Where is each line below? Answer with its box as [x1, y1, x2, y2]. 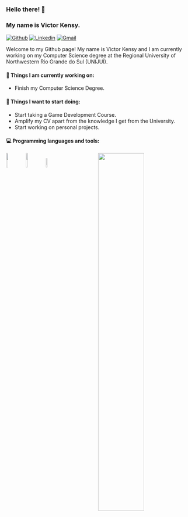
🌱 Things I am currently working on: [6, 72, 95, 79]
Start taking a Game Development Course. [14, 111, 117, 118]
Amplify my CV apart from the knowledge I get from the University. [14, 117, 176, 124]
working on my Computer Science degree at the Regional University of [6, 52, 176, 59]
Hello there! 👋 [6, 5, 46, 13]
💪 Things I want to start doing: [6, 98, 81, 105]
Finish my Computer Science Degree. [14, 85, 105, 92]
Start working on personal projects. [14, 123, 100, 131]
